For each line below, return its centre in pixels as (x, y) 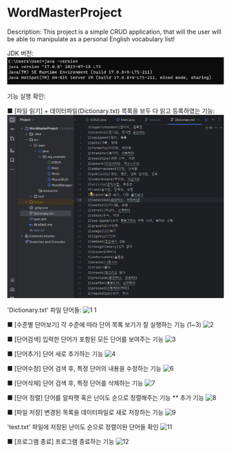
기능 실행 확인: (26, 96)
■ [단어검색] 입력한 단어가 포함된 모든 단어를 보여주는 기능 (85, 339)
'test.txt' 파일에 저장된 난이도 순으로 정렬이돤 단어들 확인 (83, 427)
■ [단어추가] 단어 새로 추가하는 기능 (55, 354)
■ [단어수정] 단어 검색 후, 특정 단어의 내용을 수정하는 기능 (84, 368)
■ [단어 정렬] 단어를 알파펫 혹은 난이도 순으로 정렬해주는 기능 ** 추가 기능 (106, 398)
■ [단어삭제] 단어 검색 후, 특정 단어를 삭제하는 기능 (75, 383)
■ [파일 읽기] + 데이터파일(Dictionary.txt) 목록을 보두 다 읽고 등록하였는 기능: (111, 111)
